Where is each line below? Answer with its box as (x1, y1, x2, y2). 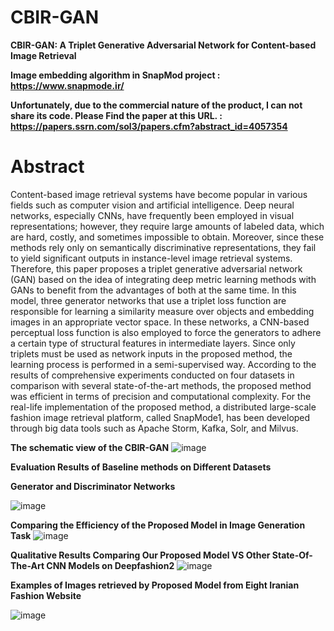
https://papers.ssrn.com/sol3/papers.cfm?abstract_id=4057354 (10, 120, 288, 132)
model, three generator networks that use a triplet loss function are (10, 294, 287, 306)
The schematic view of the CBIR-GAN (10, 441, 170, 453)
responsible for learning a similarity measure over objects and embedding (10, 305, 315, 317)
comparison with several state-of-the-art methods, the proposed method (10, 379, 312, 391)
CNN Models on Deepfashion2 (46, 559, 175, 571)
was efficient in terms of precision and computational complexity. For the (10, 390, 312, 402)
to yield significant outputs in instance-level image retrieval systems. (10, 252, 293, 264)
